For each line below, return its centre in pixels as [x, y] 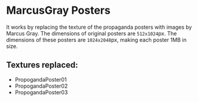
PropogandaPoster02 [41, 86]
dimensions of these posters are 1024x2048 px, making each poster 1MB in [96, 40]
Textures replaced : [42, 65]
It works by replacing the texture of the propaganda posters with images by [99, 27]
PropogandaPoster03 [41, 92]
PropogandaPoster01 [41, 79]
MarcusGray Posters [58, 10]
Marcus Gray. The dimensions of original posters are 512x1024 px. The [92, 33]
